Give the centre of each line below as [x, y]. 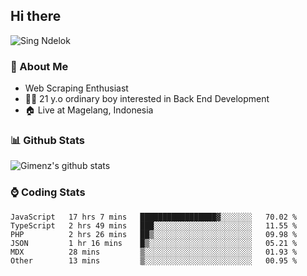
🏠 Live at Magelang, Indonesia [89, 110]
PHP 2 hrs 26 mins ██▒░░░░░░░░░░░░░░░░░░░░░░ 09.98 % [154, 234]
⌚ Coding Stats [48, 192]
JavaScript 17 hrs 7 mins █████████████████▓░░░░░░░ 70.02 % [154, 217]
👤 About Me [39, 66]
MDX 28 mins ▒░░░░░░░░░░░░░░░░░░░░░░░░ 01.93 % [154, 252]
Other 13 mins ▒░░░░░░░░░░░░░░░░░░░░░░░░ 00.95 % [154, 260]
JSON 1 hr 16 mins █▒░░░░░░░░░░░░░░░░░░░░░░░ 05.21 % [154, 243]
